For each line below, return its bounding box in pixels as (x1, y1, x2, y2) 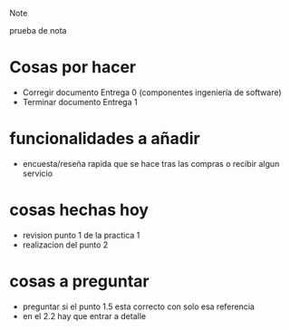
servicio (22, 168, 53, 179)
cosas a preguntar (9, 271, 150, 291)
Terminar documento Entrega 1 (22, 96, 138, 107)
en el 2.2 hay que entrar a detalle (22, 310, 147, 321)
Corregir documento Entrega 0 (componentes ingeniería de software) (22, 86, 283, 98)
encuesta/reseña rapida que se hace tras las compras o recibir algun (22, 158, 280, 169)
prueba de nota (9, 25, 67, 35)
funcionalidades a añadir (9, 129, 201, 149)
